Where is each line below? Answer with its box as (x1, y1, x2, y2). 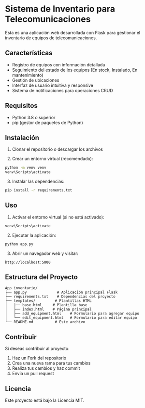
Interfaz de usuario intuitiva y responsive (12, 82, 93, 88)
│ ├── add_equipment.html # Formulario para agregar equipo (5, 311, 139, 316)
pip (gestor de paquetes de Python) (12, 120, 83, 126)
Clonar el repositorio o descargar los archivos (12, 146, 103, 152)
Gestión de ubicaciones (12, 77, 59, 83)
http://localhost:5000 (5, 260, 51, 265)
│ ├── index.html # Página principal (5, 307, 92, 312)
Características (5, 49, 53, 57)
